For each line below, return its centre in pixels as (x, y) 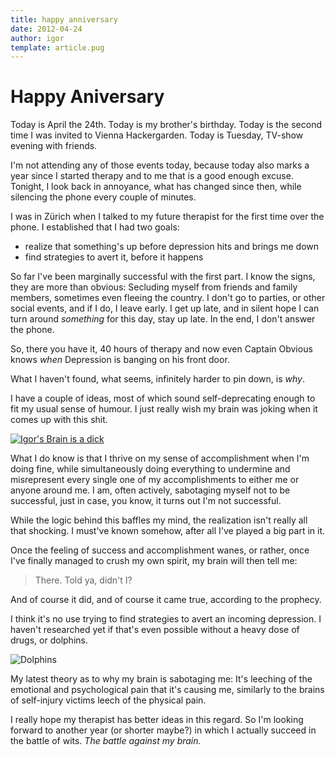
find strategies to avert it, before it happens (114, 257)
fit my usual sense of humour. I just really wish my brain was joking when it (164, 409)
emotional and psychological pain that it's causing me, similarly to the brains (167, 690)
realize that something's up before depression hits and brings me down (172, 247)
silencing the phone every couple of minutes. (103, 197)
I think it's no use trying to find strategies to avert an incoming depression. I (166, 619)
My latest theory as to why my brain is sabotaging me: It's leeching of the (161, 679)
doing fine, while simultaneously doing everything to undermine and (150, 469)
